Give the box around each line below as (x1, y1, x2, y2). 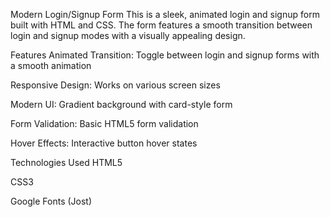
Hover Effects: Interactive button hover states (10, 137, 198, 149)
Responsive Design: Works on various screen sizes (10, 79, 221, 91)
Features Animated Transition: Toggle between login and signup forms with (10, 49, 320, 61)
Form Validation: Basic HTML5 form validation (10, 118, 199, 129)
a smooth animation (10, 60, 92, 71)
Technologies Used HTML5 (10, 157, 123, 168)
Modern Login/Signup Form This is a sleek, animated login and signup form (10, 9, 320, 20)
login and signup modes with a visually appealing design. (10, 30, 246, 41)
